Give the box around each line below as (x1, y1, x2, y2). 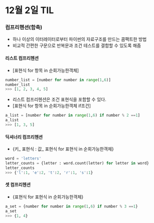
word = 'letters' (5, 156, 42, 161)
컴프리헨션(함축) (5, 24, 43, 31)
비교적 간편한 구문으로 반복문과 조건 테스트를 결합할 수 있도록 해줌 (12, 42, 141, 48)
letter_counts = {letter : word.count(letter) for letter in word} (5, 161, 149, 166)
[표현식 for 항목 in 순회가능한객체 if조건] (12, 103, 91, 109)
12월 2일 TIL (5, 5, 54, 16)
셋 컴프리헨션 (5, 182, 31, 188)
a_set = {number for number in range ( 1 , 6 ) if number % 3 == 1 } (5, 204, 138, 209)
